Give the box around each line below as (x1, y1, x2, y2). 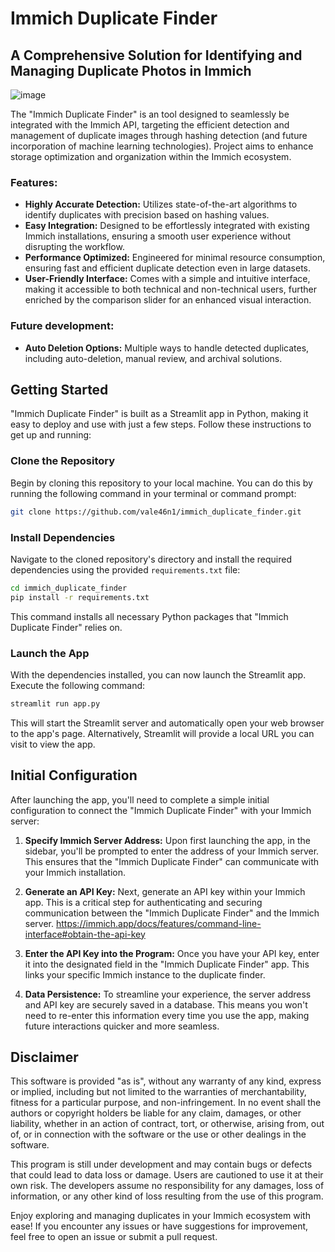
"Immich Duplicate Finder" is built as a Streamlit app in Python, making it (10, 408, 309, 420)
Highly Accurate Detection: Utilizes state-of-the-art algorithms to (24, 198, 298, 211)
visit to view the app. (10, 738, 96, 750)
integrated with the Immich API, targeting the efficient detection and (10, 119, 290, 131)
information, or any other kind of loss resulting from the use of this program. (10, 1190, 324, 1202)
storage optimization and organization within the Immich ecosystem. (10, 151, 292, 162)
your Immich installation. (24, 866, 127, 878)
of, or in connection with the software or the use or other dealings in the (10, 1128, 307, 1141)
